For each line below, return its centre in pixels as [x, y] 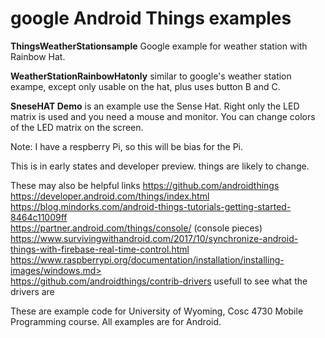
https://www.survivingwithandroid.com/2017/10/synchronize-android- [154, 238]
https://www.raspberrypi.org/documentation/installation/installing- [147, 259]
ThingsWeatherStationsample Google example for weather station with [159, 46]
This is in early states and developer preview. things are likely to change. [160, 166]
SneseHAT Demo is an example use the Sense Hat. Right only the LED [155, 106]
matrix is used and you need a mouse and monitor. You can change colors [163, 116]
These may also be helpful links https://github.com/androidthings [145, 185]
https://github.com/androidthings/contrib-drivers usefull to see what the [159, 281]
